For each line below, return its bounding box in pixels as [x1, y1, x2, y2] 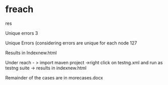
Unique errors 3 [5, 30, 38, 36]
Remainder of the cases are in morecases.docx [5, 74, 103, 80]
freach [5, 4, 34, 15]
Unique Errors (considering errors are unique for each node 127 [5, 39, 137, 46]
